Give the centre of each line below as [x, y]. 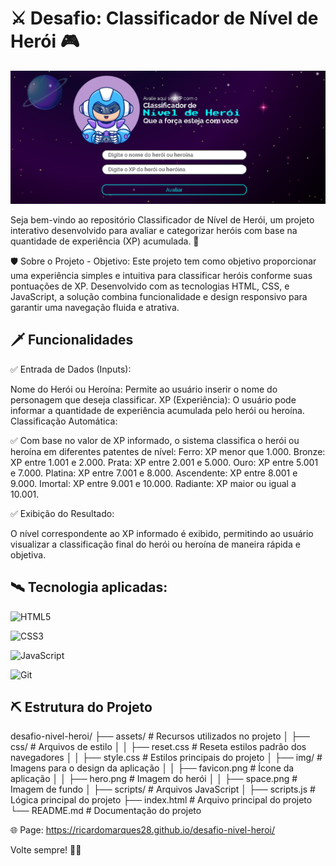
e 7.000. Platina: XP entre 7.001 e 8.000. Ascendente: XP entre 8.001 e [154, 473]
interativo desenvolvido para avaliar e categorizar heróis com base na [154, 231]
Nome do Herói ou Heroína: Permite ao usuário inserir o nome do [144, 389]
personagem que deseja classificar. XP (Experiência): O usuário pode [153, 399]
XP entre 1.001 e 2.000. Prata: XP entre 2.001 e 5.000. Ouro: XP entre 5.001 [164, 462]
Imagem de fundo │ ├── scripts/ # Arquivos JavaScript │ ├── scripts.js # [163, 789]
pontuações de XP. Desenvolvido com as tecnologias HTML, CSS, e [150, 286]
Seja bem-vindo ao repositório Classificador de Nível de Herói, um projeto [162, 220]
